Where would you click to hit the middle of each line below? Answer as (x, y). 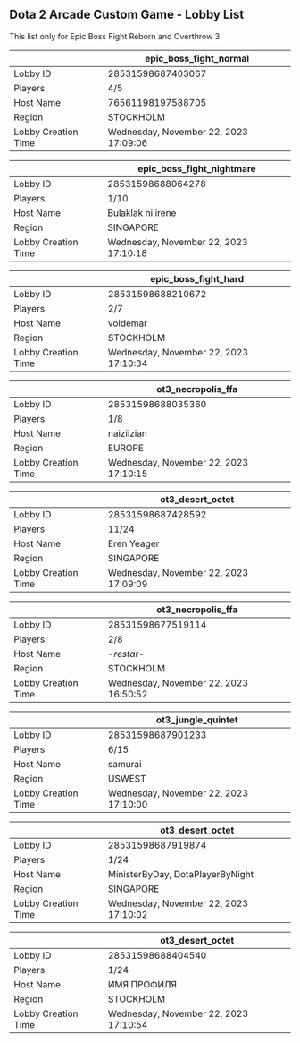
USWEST (127, 778)
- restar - (126, 654)
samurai (125, 764)
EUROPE (126, 448)
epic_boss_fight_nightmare (197, 168)
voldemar (128, 323)
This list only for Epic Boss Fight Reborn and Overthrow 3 (115, 36)
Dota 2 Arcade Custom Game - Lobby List (127, 15)
